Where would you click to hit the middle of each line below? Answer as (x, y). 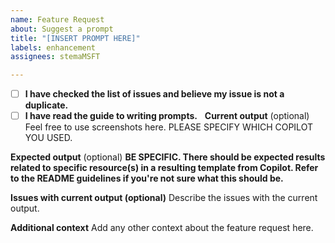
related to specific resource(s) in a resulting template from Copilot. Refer (164, 168)
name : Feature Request (57, 19)
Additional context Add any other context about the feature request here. (162, 228)
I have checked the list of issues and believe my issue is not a (154, 94)
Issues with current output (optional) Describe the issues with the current (164, 198)
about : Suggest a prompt (62, 29)
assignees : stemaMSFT (55, 57)
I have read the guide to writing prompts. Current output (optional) (167, 116)
